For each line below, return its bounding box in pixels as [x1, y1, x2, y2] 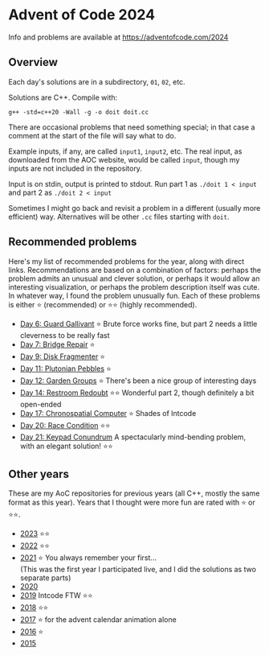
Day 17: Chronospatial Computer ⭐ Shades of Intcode [19, 408, 197, 418]
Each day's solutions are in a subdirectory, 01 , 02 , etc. [8, 76, 186, 86]
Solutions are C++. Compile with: [8, 93, 118, 102]
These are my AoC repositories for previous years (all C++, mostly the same [8, 488, 260, 498]
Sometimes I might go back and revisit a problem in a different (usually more [8, 203, 261, 212]
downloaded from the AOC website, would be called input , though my [8, 154, 240, 164]
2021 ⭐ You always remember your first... [19, 553, 157, 562]
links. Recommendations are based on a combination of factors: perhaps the [8, 265, 262, 274]
